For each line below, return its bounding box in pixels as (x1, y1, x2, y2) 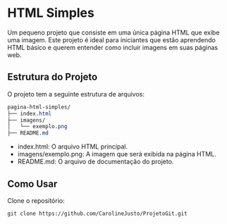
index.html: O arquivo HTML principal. (17, 142, 128, 151)
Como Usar (7, 178, 58, 189)
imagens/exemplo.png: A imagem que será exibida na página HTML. (17, 150, 216, 158)
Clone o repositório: (7, 196, 65, 205)
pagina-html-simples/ (7, 104, 71, 111)
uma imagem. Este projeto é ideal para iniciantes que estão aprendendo (7, 35, 216, 44)
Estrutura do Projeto (7, 71, 98, 83)
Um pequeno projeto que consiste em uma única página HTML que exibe (7, 28, 220, 37)
